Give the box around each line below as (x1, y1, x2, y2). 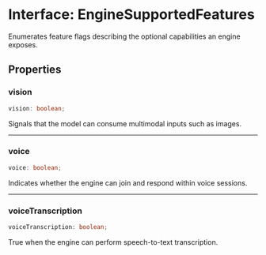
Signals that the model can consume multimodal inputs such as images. (8, 118, 242, 128)
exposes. (8, 39, 38, 49)
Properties (8, 63, 62, 77)
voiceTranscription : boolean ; (8, 223, 108, 231)
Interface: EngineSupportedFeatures (8, 6, 255, 24)
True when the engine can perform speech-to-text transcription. (8, 237, 218, 246)
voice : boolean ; (8, 163, 62, 171)
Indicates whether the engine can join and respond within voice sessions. (8, 178, 248, 187)
